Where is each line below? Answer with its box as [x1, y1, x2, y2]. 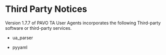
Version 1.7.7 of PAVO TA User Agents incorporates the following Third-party [5, 20, 161, 26]
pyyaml [12, 44, 28, 50]
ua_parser [12, 35, 33, 41]
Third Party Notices [5, 3, 88, 15]
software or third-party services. [5, 25, 72, 31]
